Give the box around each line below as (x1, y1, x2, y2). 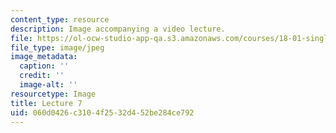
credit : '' (19, 71, 65, 81)
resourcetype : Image (10, 89, 97, 99)
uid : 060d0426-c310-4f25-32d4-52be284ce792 (10, 107, 195, 118)
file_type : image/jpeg (10, 42, 105, 53)
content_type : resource (10, 14, 110, 25)
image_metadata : (10, 52, 78, 62)
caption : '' (19, 61, 70, 71)
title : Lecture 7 (10, 98, 83, 108)
